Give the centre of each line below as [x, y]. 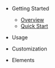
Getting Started [30, 8]
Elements [23, 60]
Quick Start [34, 26]
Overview [32, 20]
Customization [29, 49]
